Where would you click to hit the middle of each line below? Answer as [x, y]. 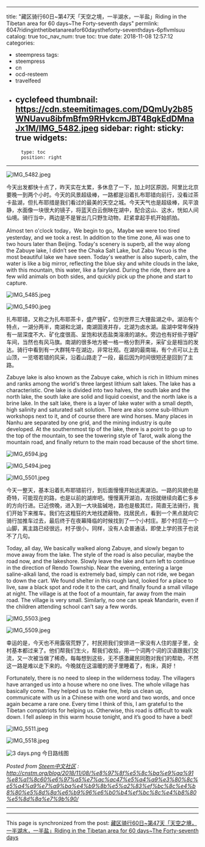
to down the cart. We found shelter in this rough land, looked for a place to [100, 580]
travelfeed [28, 81]
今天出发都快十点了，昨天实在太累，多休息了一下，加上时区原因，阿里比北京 [103, 187]
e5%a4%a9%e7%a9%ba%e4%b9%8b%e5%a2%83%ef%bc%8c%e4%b [101, 786]
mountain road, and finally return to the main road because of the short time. [103, 442]
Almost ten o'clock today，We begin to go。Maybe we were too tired [93, 230]
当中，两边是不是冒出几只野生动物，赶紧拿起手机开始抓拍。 [108, 217]
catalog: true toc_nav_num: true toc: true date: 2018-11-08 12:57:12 [90, 36]
